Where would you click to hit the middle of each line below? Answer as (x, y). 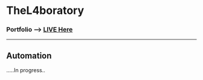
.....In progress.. (26, 70)
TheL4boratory (45, 11)
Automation (29, 55)
